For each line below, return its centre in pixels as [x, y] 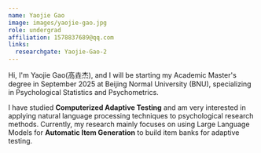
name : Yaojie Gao [37, 15]
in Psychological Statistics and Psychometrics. [83, 92]
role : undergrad [35, 30]
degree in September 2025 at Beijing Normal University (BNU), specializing [130, 84]
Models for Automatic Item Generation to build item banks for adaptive [124, 133]
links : [19, 45]
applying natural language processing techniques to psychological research [131, 116]
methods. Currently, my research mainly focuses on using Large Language [129, 124]
